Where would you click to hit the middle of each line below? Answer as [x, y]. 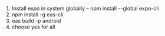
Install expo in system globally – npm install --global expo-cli [85, 8]
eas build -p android [36, 21]
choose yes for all [33, 27]
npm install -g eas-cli [37, 15]
